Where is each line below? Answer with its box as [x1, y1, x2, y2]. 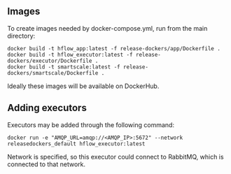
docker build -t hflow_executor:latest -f [7, 51, 133, 58]
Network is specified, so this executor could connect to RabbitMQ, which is [7, 152, 224, 161]
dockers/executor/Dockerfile [7, 57, 92, 64]
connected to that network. [7, 160, 86, 168]
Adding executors [7, 102, 87, 114]
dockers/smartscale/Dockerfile [7, 69, 99, 76]
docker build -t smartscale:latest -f [7, 63, 120, 71]
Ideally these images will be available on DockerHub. [7, 82, 160, 90]
